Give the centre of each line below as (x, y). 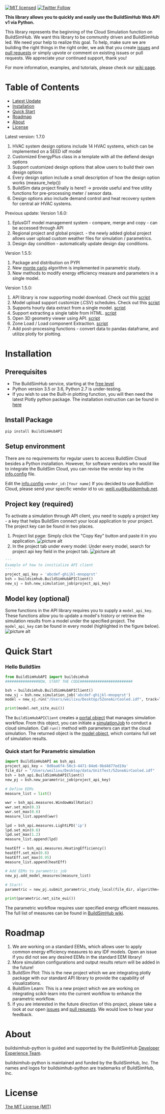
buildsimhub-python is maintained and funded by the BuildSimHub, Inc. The (82, 1062)
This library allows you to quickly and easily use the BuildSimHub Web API (82, 17)
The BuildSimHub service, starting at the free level (63, 383)
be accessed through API (38, 228)
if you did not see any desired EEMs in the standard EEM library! (77, 957)
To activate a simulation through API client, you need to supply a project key (82, 516)
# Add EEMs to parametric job (36, 871)
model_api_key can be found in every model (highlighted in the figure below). (82, 626)
